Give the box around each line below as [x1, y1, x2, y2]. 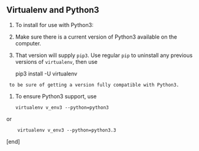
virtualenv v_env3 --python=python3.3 [17, 127, 116, 133]
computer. [15, 39, 42, 47]
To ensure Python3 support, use [15, 92, 97, 100]
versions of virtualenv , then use [15, 58, 98, 65]
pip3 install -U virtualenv [15, 70, 78, 77]
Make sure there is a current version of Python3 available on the [15, 33, 178, 41]
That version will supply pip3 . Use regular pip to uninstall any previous [15, 52, 193, 59]
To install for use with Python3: [15, 21, 94, 28]
